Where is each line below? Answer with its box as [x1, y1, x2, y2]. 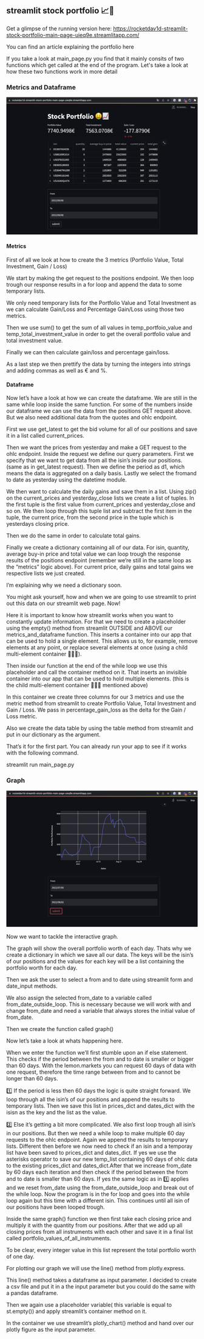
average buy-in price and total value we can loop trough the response [6, 550, 181, 558]
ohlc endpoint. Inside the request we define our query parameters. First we [6, 450, 194, 458]
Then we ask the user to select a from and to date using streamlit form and [6, 976, 193, 983]
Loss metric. [6, 713, 38, 720]
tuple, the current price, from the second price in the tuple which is [6, 514, 174, 521]
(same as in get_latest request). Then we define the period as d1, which [6, 463, 185, 470]
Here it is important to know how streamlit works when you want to [6, 612, 174, 619]
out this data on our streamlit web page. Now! [6, 600, 121, 607]
